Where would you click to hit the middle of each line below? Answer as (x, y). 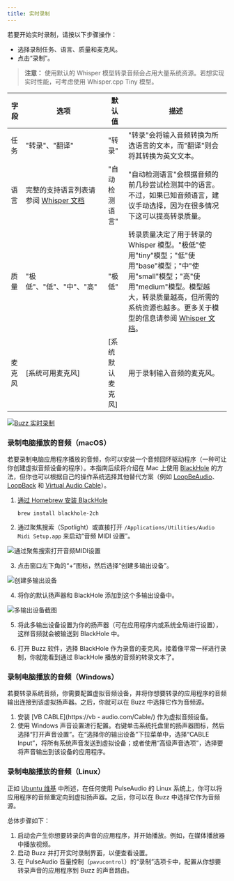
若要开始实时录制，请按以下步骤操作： (62, 34)
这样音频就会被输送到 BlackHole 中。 (70, 633)
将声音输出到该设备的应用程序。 (63, 752)
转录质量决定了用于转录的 (170, 234)
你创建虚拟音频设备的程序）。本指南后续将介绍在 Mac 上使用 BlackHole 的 (112, 467)
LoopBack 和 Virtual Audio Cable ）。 (58, 485)
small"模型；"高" (166, 276)
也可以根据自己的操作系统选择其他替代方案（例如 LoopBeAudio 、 (125, 476)
